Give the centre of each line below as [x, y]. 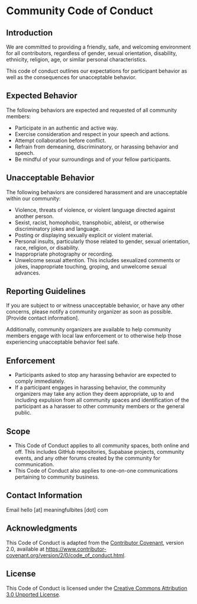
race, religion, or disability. [47, 247]
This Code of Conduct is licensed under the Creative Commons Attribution [97, 588]
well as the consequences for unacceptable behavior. [72, 77]
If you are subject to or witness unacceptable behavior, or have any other [95, 305]
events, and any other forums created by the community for [88, 458]
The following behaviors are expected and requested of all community [92, 110]
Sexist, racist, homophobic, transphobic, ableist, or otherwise [89, 222]
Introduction [30, 33]
